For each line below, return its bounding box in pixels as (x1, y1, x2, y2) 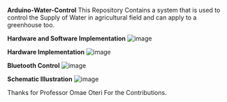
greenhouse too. (7, 21, 54, 29)
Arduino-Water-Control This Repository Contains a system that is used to (7, 6, 221, 14)
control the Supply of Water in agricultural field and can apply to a (7, 13, 197, 22)
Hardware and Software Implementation (7, 34, 126, 43)
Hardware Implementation (7, 48, 85, 56)
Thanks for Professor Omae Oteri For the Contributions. (7, 89, 167, 96)
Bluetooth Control (7, 61, 60, 69)
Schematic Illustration (7, 75, 73, 83)
